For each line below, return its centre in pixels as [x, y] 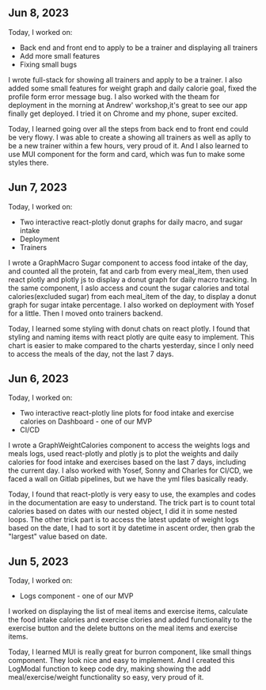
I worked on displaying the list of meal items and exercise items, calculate [128, 611]
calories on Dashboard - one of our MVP [86, 422]
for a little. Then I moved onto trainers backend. [86, 313]
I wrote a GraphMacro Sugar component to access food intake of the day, [128, 263]
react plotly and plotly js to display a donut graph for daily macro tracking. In [133, 279]
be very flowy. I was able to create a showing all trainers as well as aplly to [130, 137]
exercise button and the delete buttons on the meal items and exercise [123, 628]
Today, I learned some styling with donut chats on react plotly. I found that [129, 328]
